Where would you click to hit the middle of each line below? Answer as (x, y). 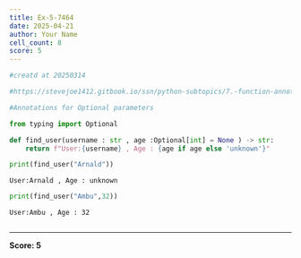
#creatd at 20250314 (48, 76)
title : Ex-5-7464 (42, 17)
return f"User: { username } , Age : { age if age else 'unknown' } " (148, 149)
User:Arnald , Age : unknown (64, 181)
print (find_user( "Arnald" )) (62, 165)
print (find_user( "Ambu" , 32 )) (64, 197)
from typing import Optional (64, 124)
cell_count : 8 (36, 43)
